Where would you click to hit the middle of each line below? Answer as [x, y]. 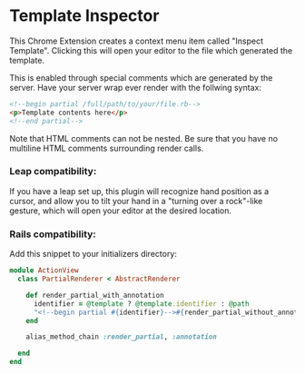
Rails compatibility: [53, 234]
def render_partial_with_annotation [95, 295]
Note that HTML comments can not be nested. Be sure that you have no [144, 138]
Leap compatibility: [53, 172]
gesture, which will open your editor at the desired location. [121, 211]
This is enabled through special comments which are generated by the [141, 77]
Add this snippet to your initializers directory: [93, 254]
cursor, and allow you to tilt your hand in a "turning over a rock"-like [136, 201]
